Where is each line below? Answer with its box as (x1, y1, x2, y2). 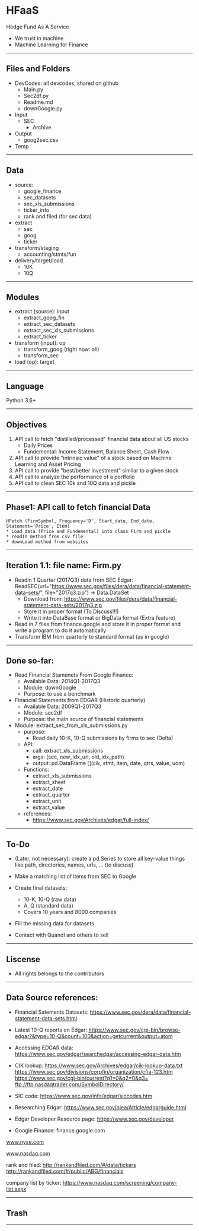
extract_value (32, 804, 65, 811)
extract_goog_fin (23, 314, 65, 321)
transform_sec (23, 352, 59, 359)
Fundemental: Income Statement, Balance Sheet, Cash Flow (23, 448, 170, 455)
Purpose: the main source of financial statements (23, 716, 144, 723)
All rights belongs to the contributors (14, 970, 105, 977)
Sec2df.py (23, 92, 49, 99)
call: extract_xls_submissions (32, 747, 104, 754)
